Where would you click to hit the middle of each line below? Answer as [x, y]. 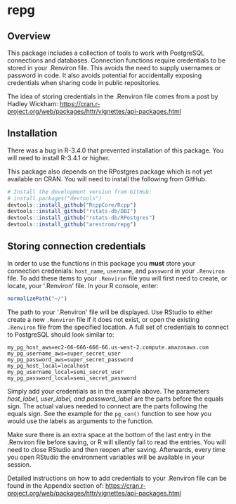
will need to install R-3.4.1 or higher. [59, 157]
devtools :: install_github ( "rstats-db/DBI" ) [72, 212]
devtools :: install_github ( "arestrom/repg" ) [72, 225]
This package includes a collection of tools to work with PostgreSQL [106, 53]
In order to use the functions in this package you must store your [101, 263]
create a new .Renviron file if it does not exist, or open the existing [104, 319]
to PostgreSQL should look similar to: [61, 334]
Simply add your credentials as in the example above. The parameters [109, 391]
